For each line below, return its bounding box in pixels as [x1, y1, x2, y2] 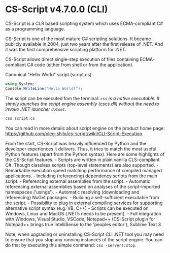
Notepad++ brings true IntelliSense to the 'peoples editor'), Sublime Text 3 [5, 221, 161, 227]
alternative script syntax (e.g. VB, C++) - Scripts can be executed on [5, 205, 149, 211]
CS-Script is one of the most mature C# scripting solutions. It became [5, 36, 151, 42]
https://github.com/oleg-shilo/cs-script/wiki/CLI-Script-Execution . [5, 131, 144, 137]
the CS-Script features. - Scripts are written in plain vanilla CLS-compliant [5, 156, 160, 163]
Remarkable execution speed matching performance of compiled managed [5, 167, 162, 173]
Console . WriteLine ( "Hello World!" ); [5, 86, 83, 91]
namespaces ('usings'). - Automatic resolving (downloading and [5, 189, 140, 195]
